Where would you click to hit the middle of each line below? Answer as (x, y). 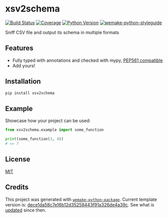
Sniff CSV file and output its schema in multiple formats (62, 32)
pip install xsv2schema (30, 93)
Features (19, 48)
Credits (17, 187)
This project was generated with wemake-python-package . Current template (81, 199)
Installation (23, 82)
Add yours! (24, 65)
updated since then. (26, 210)
